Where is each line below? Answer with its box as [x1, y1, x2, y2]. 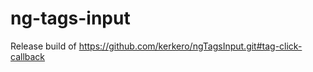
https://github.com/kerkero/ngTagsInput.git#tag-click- [78, 40, 303, 52]
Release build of [10, 40, 77, 52]
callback [10, 50, 46, 62]
